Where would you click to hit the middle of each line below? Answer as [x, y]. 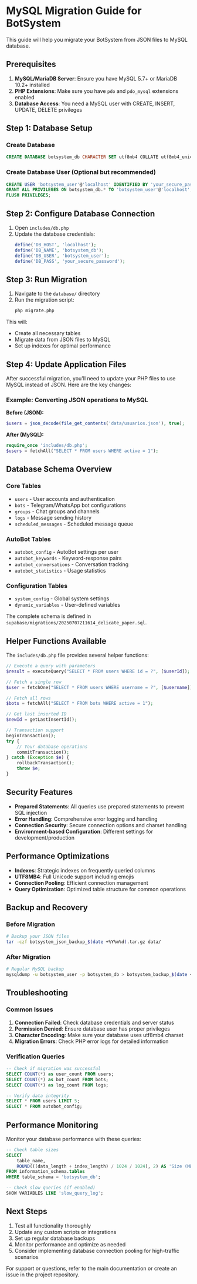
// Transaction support [35, 730]
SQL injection [31, 812]
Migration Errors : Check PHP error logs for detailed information [91, 1041]
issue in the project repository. [43, 1275]
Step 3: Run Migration [47, 280]
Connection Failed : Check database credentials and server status [94, 1022]
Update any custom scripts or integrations [65, 1232]
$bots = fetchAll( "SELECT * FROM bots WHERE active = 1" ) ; [80, 704]
